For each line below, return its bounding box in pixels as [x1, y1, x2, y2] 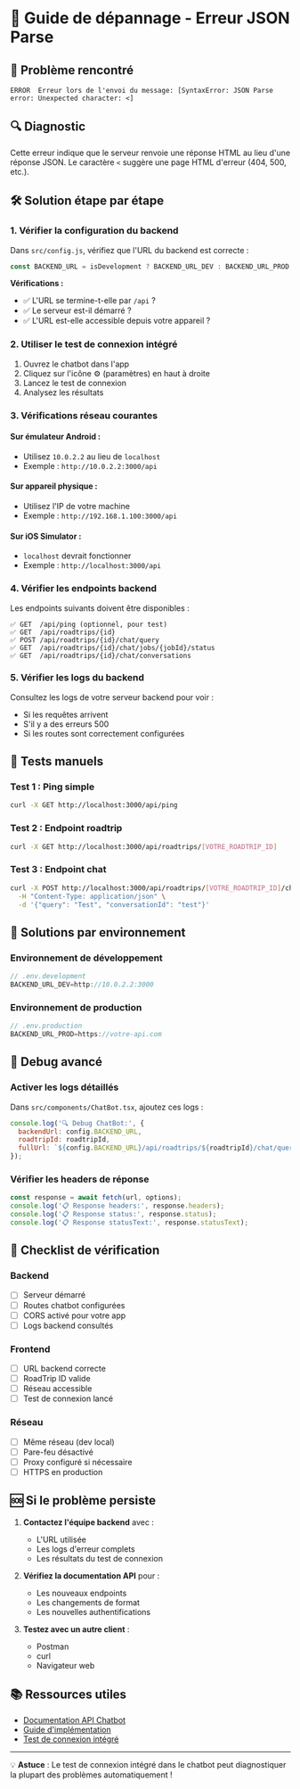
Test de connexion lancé [22, 1393, 114, 1404]
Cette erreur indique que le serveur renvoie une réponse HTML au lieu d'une [10, 147, 291, 158]
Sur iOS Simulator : [10, 531, 82, 541]
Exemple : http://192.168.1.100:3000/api [22, 510, 177, 521]
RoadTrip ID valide [22, 1373, 92, 1384]
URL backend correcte [22, 1364, 106, 1374]
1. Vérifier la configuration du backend [10, 225, 179, 237]
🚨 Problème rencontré [10, 62, 134, 78]
